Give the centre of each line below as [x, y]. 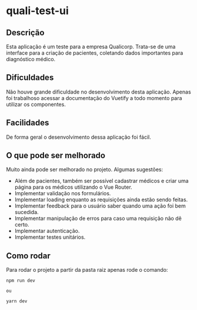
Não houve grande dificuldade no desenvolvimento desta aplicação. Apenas [98, 92]
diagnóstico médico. [31, 59]
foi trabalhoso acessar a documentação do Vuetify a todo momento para [94, 98]
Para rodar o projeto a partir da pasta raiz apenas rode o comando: [87, 270]
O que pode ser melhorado [56, 156]
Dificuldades [30, 78]
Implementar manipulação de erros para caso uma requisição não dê [98, 218]
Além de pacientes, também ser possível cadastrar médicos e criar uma [102, 181]
